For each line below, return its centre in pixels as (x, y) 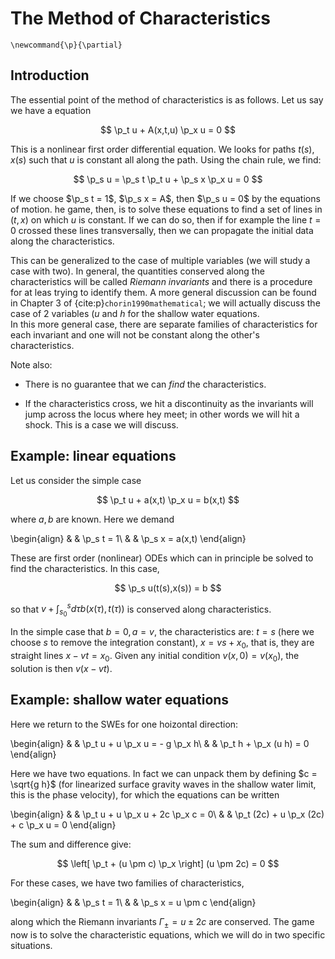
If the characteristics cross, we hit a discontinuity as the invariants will (169, 403)
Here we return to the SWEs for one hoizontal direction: (124, 724)
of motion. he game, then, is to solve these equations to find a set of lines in (166, 209)
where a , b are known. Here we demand (92, 519)
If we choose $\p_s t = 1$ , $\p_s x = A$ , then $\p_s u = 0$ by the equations (165, 198)
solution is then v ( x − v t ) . (61, 668)
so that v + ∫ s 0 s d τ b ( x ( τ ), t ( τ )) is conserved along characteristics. (141, 610)
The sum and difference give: (71, 844)
